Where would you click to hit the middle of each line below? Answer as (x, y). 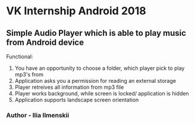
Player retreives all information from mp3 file (69, 87)
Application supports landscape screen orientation (77, 100)
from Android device (45, 42)
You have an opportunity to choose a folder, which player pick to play (100, 68)
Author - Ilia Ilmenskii (38, 115)
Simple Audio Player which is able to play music (96, 33)
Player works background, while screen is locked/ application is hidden (102, 93)
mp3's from (29, 75)
